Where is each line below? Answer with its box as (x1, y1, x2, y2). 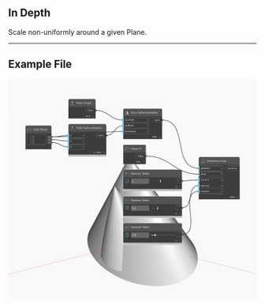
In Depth (8, 6, 51, 20)
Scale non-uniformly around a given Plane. (8, 27, 147, 36)
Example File (8, 58, 73, 71)
